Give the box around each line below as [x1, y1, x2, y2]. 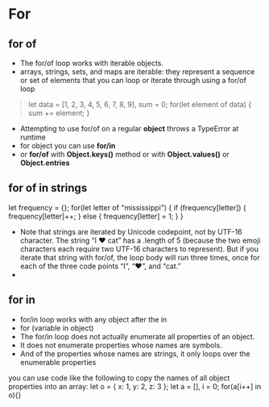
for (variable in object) [19, 323, 94, 333]
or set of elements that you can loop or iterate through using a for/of [19, 76, 247, 85]
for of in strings [8, 181, 88, 195]
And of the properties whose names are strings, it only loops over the [19, 348, 250, 359]
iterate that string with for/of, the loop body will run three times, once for [19, 252, 260, 262]
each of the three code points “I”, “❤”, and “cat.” [19, 261, 181, 271]
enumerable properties [19, 357, 97, 367]
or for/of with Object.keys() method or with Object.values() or [19, 150, 230, 159]
